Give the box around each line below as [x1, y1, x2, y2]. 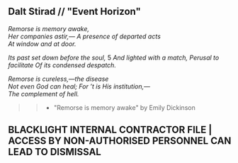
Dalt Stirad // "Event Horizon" [8, 6, 141, 18]
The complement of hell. [8, 89, 79, 98]
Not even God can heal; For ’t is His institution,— [8, 81, 151, 91]
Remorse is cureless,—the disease [8, 74, 109, 83]
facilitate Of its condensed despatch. [8, 60, 116, 69]
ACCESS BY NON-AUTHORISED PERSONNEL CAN [8, 135, 232, 147]
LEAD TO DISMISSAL [8, 146, 101, 158]
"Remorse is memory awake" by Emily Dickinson [53, 103, 195, 112]
